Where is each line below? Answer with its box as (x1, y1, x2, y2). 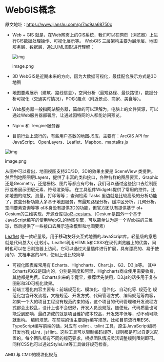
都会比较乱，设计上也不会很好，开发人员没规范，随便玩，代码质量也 (16, 305, 154, 310)
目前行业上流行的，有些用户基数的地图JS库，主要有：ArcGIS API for (12, 133, 149, 139)
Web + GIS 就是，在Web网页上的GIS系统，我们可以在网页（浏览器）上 (12, 32, 154, 38)
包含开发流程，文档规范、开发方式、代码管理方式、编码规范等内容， (20, 292, 158, 298)
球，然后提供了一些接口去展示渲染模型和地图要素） (5, 223, 108, 229)
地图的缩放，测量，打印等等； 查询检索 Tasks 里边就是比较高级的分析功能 (9, 192, 158, 198)
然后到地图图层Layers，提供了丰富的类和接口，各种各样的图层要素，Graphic (5, 174, 159, 180)
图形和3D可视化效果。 (12, 280, 57, 286)
